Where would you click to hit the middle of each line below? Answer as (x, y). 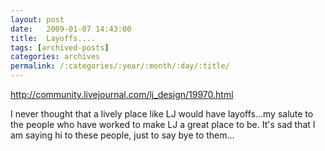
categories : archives (55, 57)
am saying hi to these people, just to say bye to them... (122, 135)
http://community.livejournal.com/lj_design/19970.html (122, 94)
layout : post (37, 19)
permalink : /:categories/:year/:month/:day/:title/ (120, 66)
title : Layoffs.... (53, 38)
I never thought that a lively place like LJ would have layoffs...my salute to (162, 114)
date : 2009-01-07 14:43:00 (71, 29)
